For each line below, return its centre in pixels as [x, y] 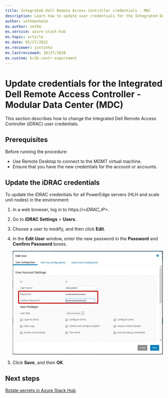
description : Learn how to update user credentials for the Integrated [81, 16]
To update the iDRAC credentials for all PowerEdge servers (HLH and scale [82, 195]
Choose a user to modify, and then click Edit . [59, 229]
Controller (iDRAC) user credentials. [42, 124]
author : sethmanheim [27, 21]
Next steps [22, 378]
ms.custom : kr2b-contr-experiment [41, 58]
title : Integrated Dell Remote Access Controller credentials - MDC [78, 11]
